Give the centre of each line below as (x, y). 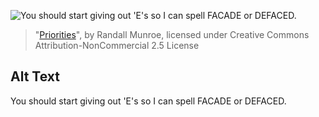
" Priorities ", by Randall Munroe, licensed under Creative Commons (172, 34)
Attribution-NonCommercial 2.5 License (117, 45)
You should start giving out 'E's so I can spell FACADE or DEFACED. (148, 101)
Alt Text (35, 76)
